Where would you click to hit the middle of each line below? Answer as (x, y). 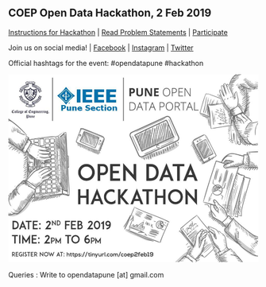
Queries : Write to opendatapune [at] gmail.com (86, 274)
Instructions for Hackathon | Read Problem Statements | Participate (118, 32)
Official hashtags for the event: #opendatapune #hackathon (106, 63)
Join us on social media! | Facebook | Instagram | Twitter (101, 48)
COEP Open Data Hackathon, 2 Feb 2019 (110, 13)
